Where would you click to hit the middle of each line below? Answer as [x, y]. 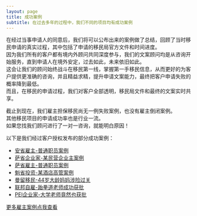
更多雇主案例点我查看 [32, 207]
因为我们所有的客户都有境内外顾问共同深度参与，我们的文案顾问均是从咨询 [96, 55]
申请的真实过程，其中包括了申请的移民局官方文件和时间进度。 [85, 47]
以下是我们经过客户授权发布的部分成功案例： [60, 138]
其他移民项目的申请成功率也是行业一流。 [55, 119]
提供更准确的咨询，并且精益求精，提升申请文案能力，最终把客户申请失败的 [101, 76]
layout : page [22, 11]
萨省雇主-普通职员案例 [42, 166]
